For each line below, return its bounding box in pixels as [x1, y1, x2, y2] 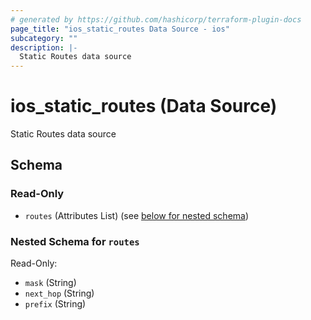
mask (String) [24, 277, 77, 289]
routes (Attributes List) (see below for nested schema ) [24, 209, 250, 221]
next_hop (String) [24, 287, 95, 300]
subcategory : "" [10, 33, 78, 43]
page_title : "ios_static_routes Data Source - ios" [10, 24, 230, 34]
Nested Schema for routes [10, 234, 140, 248]
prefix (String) [24, 298, 87, 310]
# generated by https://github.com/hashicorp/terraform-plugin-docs [10, 14, 302, 25]
